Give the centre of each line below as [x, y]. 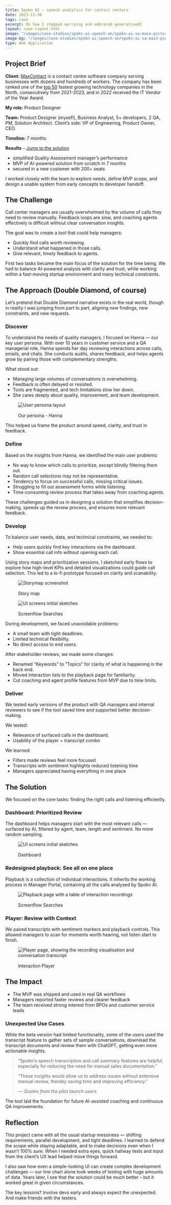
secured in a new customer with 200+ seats [59, 169]
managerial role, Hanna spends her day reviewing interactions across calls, [84, 348]
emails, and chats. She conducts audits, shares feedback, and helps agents [84, 354]
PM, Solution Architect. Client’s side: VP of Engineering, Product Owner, [80, 123]
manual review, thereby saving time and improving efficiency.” [83, 1081]
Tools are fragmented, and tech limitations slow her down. [74, 390]
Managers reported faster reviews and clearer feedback [71, 999]
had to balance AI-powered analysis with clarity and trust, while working [81, 269]
